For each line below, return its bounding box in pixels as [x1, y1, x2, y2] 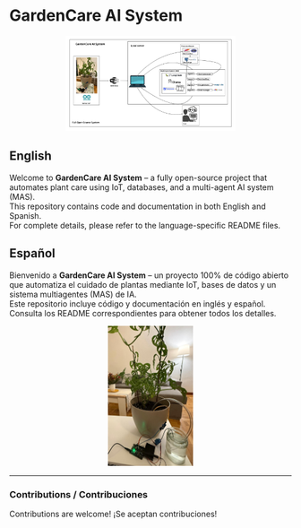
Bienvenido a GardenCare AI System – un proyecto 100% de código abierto [9, 270, 289, 281]
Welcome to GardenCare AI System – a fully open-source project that [9, 172, 267, 183]
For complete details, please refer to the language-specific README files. [9, 220, 280, 230]
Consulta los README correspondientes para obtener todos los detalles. [9, 307, 277, 318]
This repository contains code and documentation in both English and [9, 201, 266, 212]
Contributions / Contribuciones [9, 489, 149, 501]
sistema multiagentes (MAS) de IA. [9, 289, 137, 299]
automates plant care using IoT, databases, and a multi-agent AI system [9, 181, 274, 193]
